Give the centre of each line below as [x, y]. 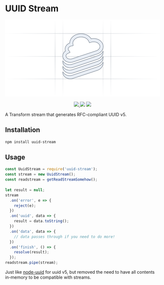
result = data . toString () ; [41, 221]
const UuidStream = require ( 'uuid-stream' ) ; [51, 169]
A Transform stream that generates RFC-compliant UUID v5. [66, 114]
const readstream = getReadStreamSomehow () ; [51, 180]
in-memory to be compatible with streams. [48, 277]
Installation [23, 130]
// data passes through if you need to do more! [65, 237]
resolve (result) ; [32, 252]
